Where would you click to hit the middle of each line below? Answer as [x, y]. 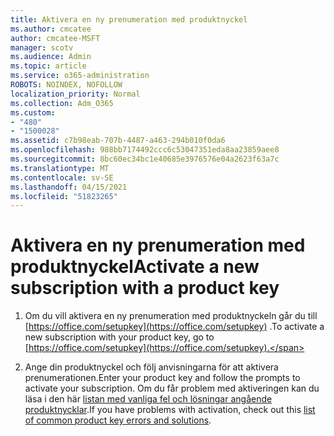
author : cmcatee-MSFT [55, 38]
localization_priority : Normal [75, 94]
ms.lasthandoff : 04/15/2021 [69, 187]
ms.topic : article [48, 66]
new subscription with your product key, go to [119, 337]
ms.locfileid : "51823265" [64, 196]
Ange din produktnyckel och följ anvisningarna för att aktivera [151, 367]
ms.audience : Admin [51, 57]
